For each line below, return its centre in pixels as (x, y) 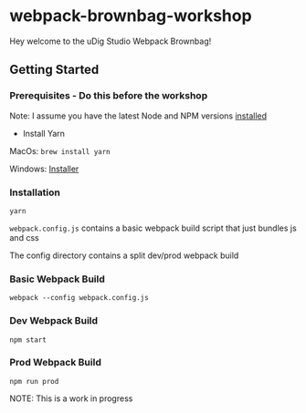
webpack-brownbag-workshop (131, 16)
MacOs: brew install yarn (60, 150)
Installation (35, 192)
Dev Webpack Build (54, 321)
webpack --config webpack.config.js (79, 298)
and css (24, 237)
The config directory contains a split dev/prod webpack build (124, 255)
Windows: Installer (44, 169)
